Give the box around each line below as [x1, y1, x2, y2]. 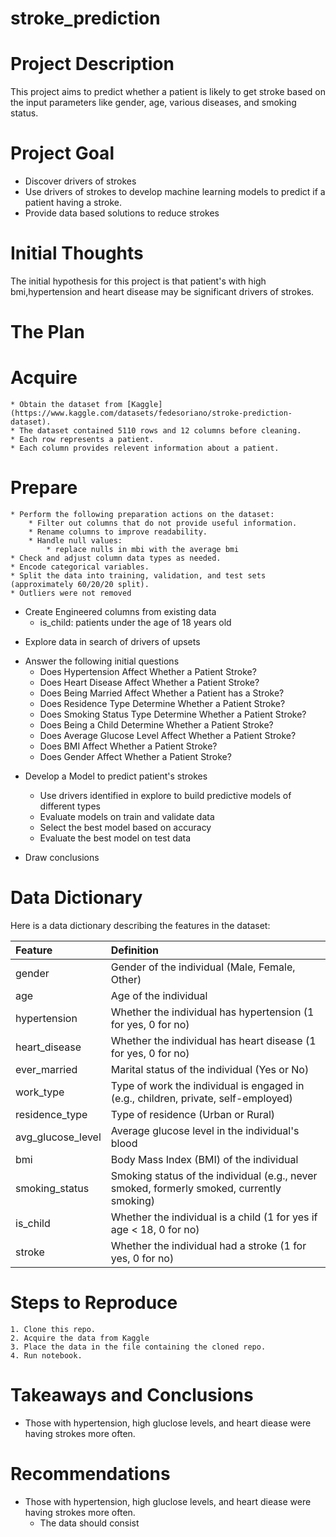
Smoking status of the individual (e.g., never [110, 1169, 318, 1182]
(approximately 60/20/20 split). [10, 580, 150, 590]
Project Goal [10, 142, 115, 165]
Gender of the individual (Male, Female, [110, 960, 296, 974]
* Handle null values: [28, 536, 123, 546]
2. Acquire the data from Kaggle [10, 1333, 150, 1343]
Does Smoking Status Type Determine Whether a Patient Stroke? [39, 708, 307, 721]
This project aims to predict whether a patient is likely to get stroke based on [10, 86, 326, 98]
